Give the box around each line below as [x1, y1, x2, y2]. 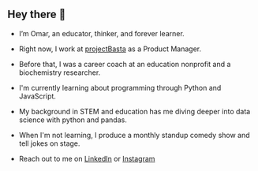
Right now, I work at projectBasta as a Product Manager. [18, 44, 202, 54]
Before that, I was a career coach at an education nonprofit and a [18, 59, 231, 69]
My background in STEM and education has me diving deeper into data [18, 106, 251, 116]
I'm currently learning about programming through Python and [18, 83, 222, 92]
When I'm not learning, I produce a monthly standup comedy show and [18, 130, 250, 139]
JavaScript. [18, 91, 57, 101]
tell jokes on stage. [18, 139, 80, 148]
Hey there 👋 [7, 8, 66, 21]
